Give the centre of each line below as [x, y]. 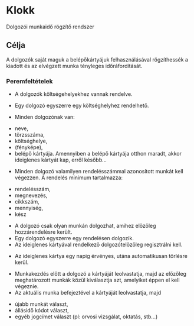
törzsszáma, [30, 135]
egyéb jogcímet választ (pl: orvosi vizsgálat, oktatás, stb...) [86, 317]
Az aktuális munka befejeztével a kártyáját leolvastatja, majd [88, 293]
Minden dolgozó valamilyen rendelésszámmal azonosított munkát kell [99, 172]
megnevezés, [31, 195]
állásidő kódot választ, [42, 311]
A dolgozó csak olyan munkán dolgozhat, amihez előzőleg [85, 226]
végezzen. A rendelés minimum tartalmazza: [68, 177]
